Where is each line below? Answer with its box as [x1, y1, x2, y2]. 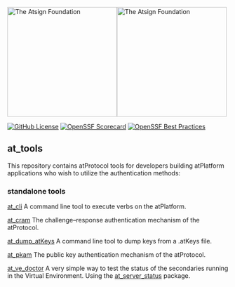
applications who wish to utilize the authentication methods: [7, 168, 181, 177]
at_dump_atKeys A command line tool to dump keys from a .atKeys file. [7, 237, 213, 246]
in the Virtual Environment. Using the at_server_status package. [7, 272, 191, 280]
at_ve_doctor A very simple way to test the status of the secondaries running [7, 264, 229, 273]
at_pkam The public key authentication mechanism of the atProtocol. [7, 251, 206, 259]
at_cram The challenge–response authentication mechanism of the [7, 216, 200, 225]
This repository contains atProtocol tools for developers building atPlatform [7, 161, 224, 170]
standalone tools [7, 186, 66, 196]
